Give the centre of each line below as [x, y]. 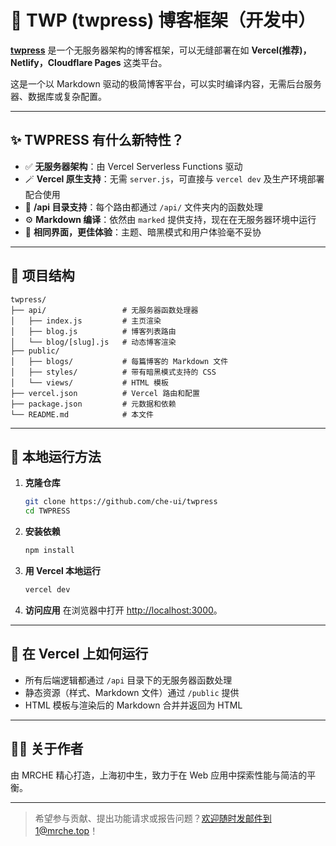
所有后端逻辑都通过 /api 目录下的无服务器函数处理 [128, 680]
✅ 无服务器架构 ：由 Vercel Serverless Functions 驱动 [133, 166]
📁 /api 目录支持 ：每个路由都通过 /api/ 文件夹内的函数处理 [144, 207]
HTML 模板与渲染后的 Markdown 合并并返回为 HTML [133, 705]
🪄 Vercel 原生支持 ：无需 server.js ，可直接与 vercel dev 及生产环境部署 [174, 178]
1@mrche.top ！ [66, 830]
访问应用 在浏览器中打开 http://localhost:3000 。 [123, 610]
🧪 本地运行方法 [56, 456]
